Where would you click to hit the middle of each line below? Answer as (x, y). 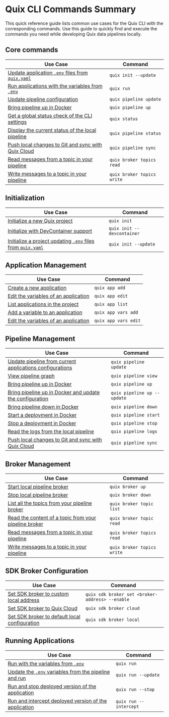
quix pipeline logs (134, 432)
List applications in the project (43, 304)
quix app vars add (116, 313)
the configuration (28, 399)
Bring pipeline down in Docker (43, 407)
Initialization (25, 198)
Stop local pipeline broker (38, 495)
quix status (124, 119)
